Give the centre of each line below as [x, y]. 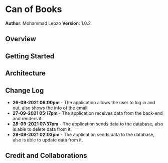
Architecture [26, 73]
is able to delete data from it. [42, 129]
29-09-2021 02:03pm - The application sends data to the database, [83, 134]
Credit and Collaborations [46, 156]
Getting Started [30, 56]
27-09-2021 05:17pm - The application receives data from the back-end [88, 113]
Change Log [25, 90]
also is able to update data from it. [48, 140]
